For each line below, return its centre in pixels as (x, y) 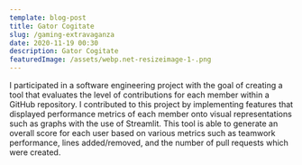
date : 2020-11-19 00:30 (54, 43)
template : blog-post (48, 18)
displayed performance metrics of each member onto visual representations (151, 114)
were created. (35, 152)
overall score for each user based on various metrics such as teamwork (142, 133)
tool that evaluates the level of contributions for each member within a (140, 95)
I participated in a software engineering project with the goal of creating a (146, 85)
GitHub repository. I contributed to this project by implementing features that (151, 104)
